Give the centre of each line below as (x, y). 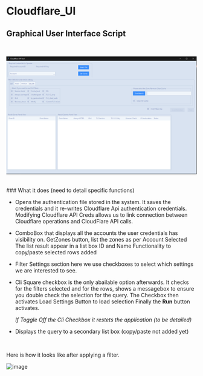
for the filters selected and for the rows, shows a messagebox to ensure (105, 289)
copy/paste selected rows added (56, 252)
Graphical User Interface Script (66, 34)
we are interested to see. (46, 271)
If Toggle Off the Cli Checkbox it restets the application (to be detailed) (103, 320)
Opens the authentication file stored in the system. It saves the (93, 202)
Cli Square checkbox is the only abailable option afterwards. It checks (102, 282)
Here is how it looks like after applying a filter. (63, 355)
